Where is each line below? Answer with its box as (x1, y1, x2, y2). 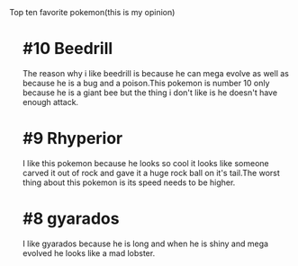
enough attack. (22, 96, 79, 107)
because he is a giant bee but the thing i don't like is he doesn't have (22, 87, 277, 98)
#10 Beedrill (22, 39, 113, 59)
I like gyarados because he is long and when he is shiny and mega (22, 238, 268, 249)
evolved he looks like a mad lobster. (22, 247, 156, 258)
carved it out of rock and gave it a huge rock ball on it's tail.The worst (22, 167, 281, 178)
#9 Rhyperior (22, 129, 123, 149)
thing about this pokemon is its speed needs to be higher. (22, 177, 236, 188)
